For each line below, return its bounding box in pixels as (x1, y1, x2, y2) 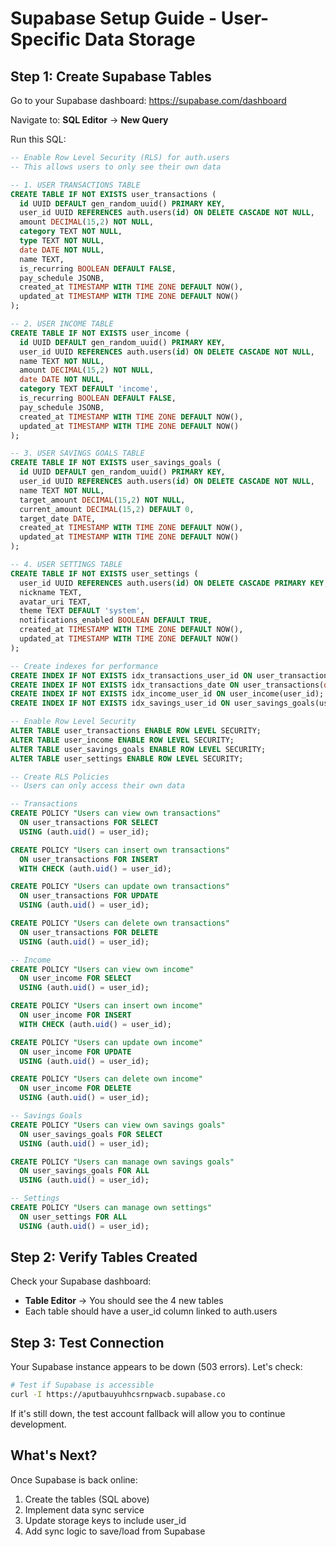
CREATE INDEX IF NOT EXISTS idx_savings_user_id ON (10, 698, 230, 709)
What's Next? (10, 1447, 98, 1464)
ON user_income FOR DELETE (19, 1083, 132, 1094)
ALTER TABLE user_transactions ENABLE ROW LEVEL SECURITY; (10, 726, 262, 736)
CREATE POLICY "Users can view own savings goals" (10, 1120, 226, 1130)
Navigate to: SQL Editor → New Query (10, 114, 169, 126)
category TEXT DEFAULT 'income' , (19, 384, 159, 394)
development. (10, 1418, 67, 1430)
